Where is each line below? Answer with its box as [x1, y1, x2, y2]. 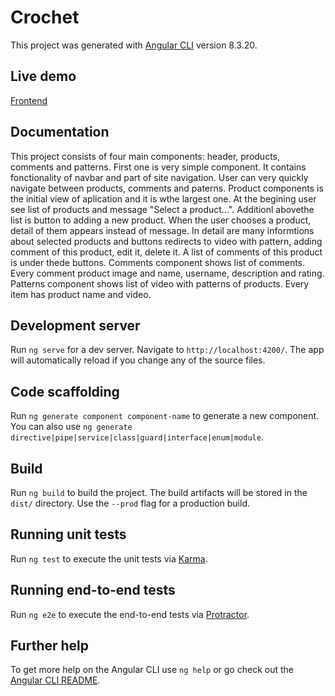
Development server [10, 317, 141, 334]
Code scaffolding [10, 383, 120, 400]
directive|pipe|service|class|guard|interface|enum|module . [10, 431, 264, 443]
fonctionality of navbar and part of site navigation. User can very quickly [10, 171, 309, 183]
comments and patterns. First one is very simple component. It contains [10, 161, 307, 173]
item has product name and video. [10, 288, 152, 300]
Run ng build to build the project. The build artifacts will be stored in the [10, 487, 308, 498]
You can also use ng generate [10, 421, 133, 433]
